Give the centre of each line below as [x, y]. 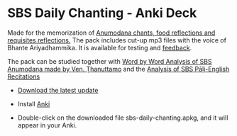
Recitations [24, 76]
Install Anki [34, 103]
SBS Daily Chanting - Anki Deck [102, 13]
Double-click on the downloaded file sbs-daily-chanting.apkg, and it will [123, 118]
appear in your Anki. [47, 125]
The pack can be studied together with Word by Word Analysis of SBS [110, 61]
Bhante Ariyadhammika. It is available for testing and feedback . [100, 47]
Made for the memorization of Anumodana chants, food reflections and [111, 33]
